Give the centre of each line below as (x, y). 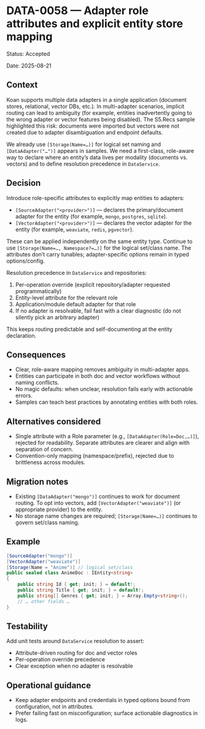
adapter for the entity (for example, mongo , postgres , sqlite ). (91, 216)
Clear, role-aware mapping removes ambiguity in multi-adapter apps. (102, 369)
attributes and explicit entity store (95, 24)
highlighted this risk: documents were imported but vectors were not (93, 126)
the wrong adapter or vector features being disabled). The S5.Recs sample (101, 119)
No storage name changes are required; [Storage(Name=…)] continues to (106, 516)
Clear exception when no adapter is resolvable (74, 666)
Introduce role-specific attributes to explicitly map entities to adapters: (95, 198)
